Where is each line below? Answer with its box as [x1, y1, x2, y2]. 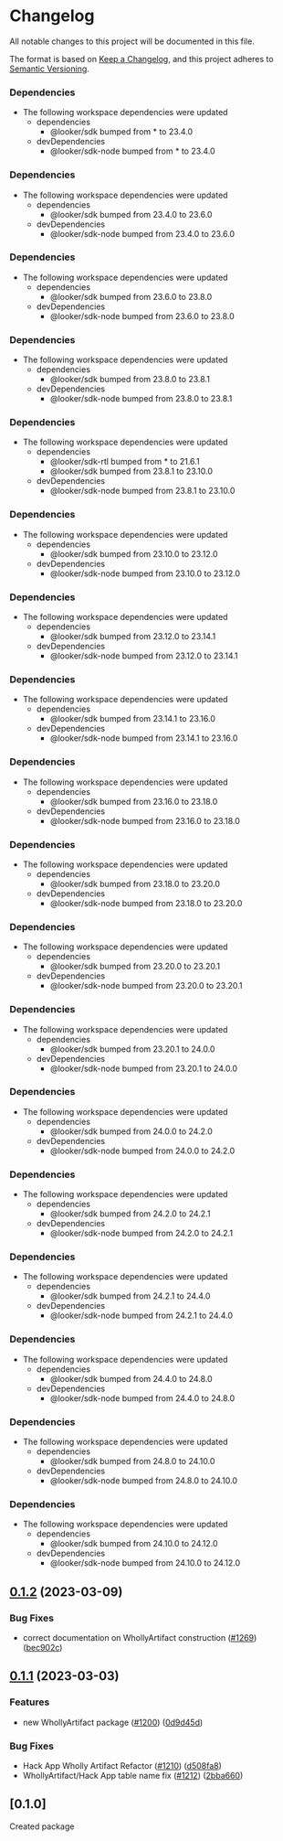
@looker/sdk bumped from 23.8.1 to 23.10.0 [49, 466, 213, 476]
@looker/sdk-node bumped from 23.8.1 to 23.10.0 [49, 486, 236, 497]
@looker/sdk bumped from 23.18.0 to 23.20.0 [49, 878, 221, 889]
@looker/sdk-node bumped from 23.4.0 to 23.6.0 [49, 228, 236, 239]
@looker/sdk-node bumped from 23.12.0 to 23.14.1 [49, 650, 239, 661]
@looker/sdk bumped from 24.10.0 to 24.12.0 [49, 1538, 218, 1549]
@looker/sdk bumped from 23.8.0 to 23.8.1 [49, 374, 210, 385]
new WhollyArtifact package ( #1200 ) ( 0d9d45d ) [22, 1717, 204, 1728]
